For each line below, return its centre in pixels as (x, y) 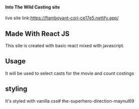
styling (16, 89)
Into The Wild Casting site (32, 7)
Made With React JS (37, 34)
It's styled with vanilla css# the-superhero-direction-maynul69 (70, 101)
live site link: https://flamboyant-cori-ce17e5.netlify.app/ (62, 18)
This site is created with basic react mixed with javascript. (65, 46)
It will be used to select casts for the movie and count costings (69, 73)
